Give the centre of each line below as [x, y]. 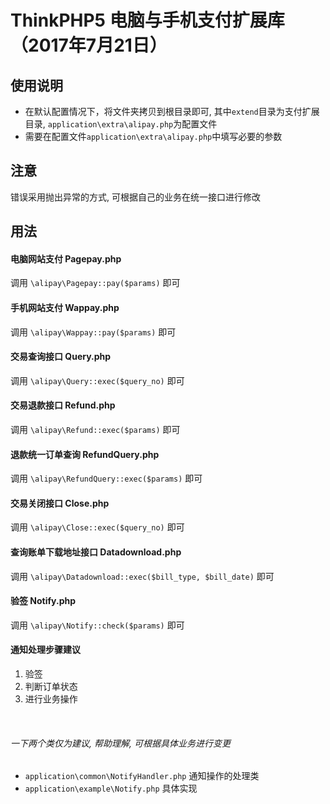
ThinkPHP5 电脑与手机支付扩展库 [147, 20]
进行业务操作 [51, 699]
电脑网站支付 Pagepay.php [66, 258]
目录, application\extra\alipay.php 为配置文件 [121, 124]
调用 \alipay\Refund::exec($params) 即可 [95, 430]
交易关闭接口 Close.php [60, 503]
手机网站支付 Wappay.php [65, 307]
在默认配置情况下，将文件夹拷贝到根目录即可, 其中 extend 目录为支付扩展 [172, 111]
